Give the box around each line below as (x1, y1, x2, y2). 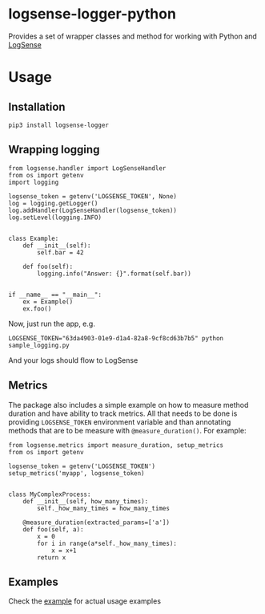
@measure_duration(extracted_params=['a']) (22, 518, 171, 527)
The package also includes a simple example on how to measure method (8, 400, 249, 409)
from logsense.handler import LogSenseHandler (8, 164, 167, 173)
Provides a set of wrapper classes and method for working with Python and (8, 31, 258, 41)
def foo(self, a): (22, 525, 84, 534)
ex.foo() (22, 304, 52, 313)
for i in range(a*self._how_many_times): (37, 539, 178, 547)
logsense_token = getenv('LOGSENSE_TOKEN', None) (8, 192, 178, 201)
